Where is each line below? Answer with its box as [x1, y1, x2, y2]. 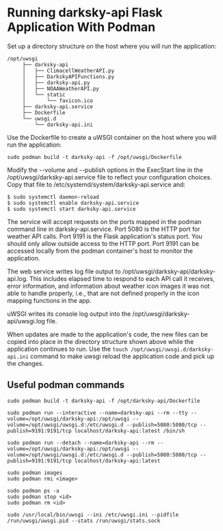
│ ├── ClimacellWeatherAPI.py [22, 67, 115, 74]
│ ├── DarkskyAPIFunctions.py [22, 73, 115, 80]
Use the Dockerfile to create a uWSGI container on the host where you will [7, 133, 217, 141]
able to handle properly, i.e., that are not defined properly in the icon [7, 289, 200, 297]
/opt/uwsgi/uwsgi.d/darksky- [131, 346, 214, 353]
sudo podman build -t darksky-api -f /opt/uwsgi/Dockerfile [7, 153, 183, 160]
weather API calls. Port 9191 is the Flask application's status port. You [7, 232, 203, 240]
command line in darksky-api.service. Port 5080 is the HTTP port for [7, 225, 200, 233]
